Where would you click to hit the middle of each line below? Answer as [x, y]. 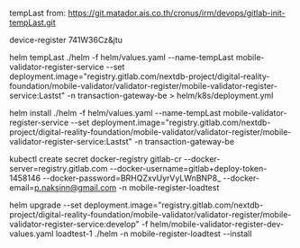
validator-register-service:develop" [74, 224]
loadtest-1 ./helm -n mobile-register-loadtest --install [154, 234]
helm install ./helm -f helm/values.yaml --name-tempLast [115, 113]
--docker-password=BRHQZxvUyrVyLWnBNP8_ [132, 178]
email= [22, 187]
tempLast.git [32, 22]
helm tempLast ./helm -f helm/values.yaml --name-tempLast [122, 57]
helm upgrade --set [46, 205]
